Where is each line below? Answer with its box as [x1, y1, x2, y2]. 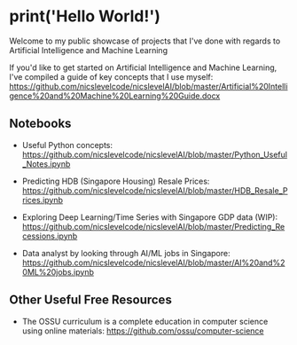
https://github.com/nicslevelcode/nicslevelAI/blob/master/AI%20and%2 [21, 257, 285, 268]
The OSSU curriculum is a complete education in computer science [21, 316, 269, 326]
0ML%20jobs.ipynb [21, 266, 95, 277]
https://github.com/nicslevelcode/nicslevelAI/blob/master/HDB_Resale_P [21, 184, 288, 196]
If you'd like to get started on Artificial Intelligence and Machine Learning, [9, 62, 277, 73]
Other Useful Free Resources [9, 293, 173, 308]
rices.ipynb [21, 194, 64, 205]
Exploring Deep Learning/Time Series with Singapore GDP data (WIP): [21, 211, 277, 223]
